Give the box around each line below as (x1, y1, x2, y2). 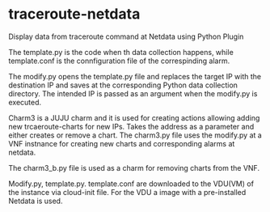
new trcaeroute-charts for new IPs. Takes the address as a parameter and (8, 121, 255, 131)
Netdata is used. (8, 196, 63, 206)
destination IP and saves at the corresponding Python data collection (8, 80, 238, 90)
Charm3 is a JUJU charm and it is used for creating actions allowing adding (8, 112, 260, 122)
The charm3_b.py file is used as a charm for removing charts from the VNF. (8, 163, 260, 172)
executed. (8, 97, 42, 107)
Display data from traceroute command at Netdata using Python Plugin (8, 32, 244, 41)
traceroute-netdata (8, 5, 141, 23)
